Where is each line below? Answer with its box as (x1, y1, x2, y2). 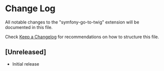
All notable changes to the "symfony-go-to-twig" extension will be (5, 19, 139, 25)
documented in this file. (5, 24, 53, 30)
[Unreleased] (5, 48, 47, 56)
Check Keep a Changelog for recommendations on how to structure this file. (5, 34, 160, 40)
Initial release (12, 61, 39, 67)
